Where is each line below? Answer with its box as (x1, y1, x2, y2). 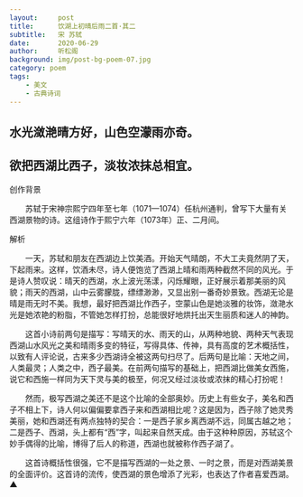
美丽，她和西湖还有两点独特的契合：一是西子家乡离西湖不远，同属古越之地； (9, 415, 294, 426)
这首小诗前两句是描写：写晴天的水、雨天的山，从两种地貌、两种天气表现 (24, 328, 294, 339)
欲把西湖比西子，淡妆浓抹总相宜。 (9, 158, 199, 173)
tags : (9, 72, 30, 81)
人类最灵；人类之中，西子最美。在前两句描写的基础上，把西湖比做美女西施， (9, 362, 294, 373)
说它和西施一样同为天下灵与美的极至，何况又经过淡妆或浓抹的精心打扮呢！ (9, 373, 286, 384)
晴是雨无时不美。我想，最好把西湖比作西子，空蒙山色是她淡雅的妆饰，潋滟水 (9, 297, 294, 308)
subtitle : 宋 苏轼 (9, 30, 83, 39)
